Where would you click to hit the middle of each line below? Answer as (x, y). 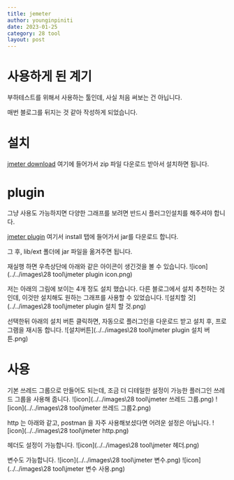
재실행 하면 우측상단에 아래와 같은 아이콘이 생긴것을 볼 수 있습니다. (97, 266)
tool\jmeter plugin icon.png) (92, 274)
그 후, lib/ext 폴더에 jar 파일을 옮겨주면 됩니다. (70, 251)
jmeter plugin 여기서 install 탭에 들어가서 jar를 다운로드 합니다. (93, 236)
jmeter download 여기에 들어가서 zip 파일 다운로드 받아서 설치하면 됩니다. (108, 164)
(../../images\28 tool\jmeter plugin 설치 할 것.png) (77, 306)
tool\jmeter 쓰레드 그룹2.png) (110, 408)
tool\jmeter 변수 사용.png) (89, 468)
